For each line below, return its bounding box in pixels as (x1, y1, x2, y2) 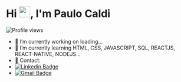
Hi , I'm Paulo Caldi (6, 7, 111, 21)
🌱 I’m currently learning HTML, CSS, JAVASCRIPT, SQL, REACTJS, (14, 44, 176, 51)
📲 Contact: (14, 57, 41, 64)
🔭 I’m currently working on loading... (14, 38, 103, 45)
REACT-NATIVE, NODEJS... (14, 50, 81, 57)
